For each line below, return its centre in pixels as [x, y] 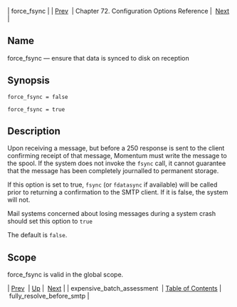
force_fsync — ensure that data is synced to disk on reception [99, 58]
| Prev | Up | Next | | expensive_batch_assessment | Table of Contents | [115, 288]
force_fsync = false [38, 97]
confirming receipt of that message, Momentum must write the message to [117, 156]
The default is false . [37, 235]
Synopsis [28, 81]
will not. [19, 200]
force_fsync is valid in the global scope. [65, 275]
